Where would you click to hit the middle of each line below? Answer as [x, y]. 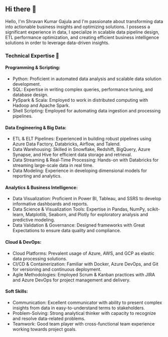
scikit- [154, 209]
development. [27, 84]
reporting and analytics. [37, 176]
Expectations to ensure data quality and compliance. [67, 231]
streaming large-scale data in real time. [53, 165]
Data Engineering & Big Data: [36, 127]
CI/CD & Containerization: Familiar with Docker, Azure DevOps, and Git [85, 264]
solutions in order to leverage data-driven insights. [57, 43]
